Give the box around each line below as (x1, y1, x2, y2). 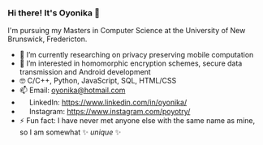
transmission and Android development (19, 67, 151, 77)
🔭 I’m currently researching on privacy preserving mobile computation (19, 50, 254, 60)
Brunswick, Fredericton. (7, 34, 88, 44)
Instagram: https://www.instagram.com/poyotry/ (28, 107, 191, 117)
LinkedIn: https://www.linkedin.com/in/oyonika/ (28, 97, 188, 108)
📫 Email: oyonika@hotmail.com (19, 85, 126, 96)
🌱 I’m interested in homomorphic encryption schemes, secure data (19, 58, 243, 68)
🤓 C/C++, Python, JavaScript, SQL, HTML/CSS (19, 76, 177, 86)
